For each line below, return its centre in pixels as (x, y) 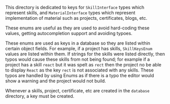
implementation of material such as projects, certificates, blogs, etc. (76, 18)
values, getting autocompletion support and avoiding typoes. (69, 33)
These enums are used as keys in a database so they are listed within (78, 43)
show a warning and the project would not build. (56, 81)
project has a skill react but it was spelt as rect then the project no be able (83, 65)
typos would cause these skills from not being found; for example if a (78, 59)
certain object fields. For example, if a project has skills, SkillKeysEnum (79, 48)
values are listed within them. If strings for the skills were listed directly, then (85, 54)
